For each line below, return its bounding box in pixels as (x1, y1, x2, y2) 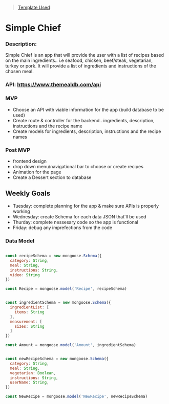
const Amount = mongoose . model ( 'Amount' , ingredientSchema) (5, 343, 137, 348)
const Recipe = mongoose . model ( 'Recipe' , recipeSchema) (5, 286, 127, 291)
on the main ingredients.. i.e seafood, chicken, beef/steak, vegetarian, (5, 57, 153, 63)
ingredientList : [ (10, 305, 50, 310)
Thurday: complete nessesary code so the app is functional (12, 219, 138, 225)
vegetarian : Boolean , (10, 370, 56, 375)
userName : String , (10, 380, 50, 385)
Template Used (17, 5, 50, 10)
